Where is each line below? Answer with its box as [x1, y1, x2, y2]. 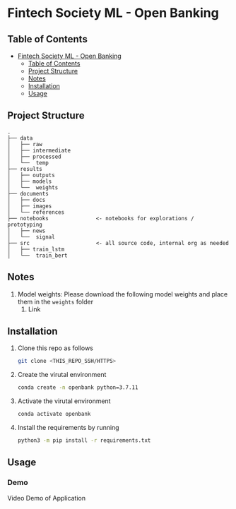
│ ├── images [7, 203, 52, 210]
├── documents [7, 190, 49, 197]
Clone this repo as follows [17, 344, 93, 352]
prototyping [7, 221, 42, 228]
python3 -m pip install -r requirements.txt [17, 437, 151, 444]
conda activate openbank [17, 411, 91, 418]
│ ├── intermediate [7, 147, 71, 154]
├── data [7, 134, 33, 142]
